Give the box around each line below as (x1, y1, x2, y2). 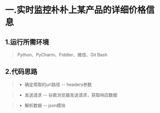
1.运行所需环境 (5, 38, 49, 46)
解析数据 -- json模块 (24, 102, 65, 108)
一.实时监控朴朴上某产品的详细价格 (5, 4, 146, 16)
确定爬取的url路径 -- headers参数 (24, 82, 92, 87)
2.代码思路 (5, 67, 38, 76)
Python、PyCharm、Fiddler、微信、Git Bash (17, 52, 107, 57)
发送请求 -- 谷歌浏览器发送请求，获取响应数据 (24, 92, 118, 98)
